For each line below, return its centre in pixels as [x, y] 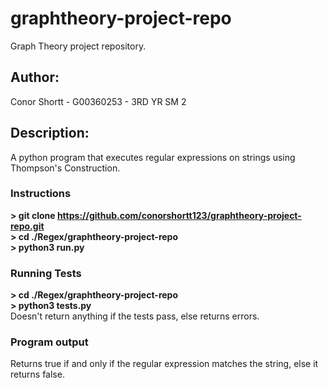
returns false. [37, 374]
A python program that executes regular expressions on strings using [153, 157]
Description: [50, 133]
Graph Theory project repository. [78, 46]
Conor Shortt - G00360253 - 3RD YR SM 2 [98, 101]
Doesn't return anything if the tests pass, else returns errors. [135, 316]
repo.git [27, 226]
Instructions [41, 194]
